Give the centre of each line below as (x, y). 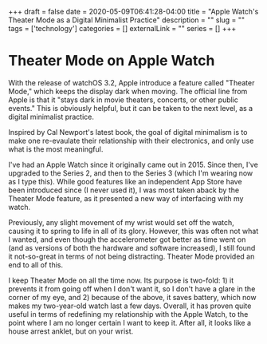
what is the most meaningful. (56, 149)
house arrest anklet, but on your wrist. (71, 331)
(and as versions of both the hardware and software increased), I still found (132, 247)
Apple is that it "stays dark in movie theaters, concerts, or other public (124, 100)
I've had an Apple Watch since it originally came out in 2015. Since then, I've (133, 164)
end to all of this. (36, 265)
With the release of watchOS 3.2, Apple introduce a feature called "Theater (132, 82)
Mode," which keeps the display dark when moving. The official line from (128, 91)
